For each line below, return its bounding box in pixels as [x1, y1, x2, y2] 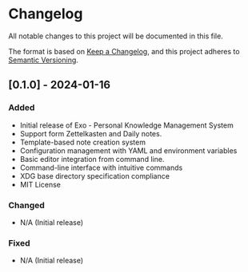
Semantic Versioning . [8, 55, 78, 65]
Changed [8, 199, 46, 211]
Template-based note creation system [19, 137, 146, 147]
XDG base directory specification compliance [19, 171, 170, 180]
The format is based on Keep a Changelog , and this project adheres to [8, 46, 240, 56]
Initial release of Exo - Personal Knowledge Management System [19, 120, 234, 130]
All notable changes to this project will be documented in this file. [8, 31, 224, 41]
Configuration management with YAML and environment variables [19, 145, 238, 156]
